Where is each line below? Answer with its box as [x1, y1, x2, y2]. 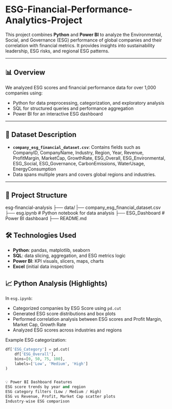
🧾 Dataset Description [5, 130, 77, 139]
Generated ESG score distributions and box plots [12, 310, 116, 317]
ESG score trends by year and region [5, 384, 86, 389]
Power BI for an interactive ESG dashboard [12, 110, 103, 116]
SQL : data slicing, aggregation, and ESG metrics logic [12, 252, 126, 259]
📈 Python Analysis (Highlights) [5, 279, 107, 288]
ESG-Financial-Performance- [5, 4, 133, 15]
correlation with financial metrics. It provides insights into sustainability [5, 42, 155, 48]
